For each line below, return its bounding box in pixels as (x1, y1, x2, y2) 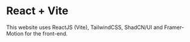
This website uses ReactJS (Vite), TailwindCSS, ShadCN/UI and (6, 24, 163, 31)
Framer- (164, 24, 185, 31)
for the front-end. (25, 30, 68, 37)
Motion (6, 30, 24, 37)
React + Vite (6, 4, 69, 18)
